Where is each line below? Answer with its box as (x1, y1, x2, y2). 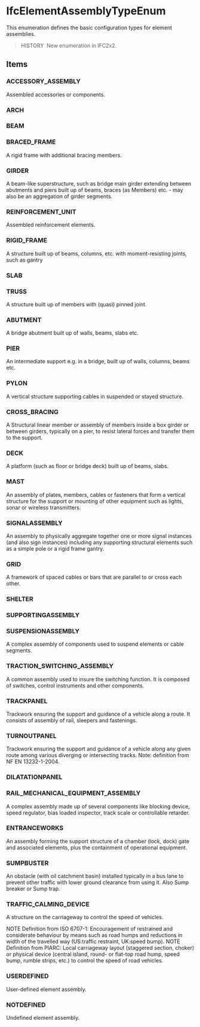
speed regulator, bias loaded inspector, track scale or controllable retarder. (6, 809, 190, 816)
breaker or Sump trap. (6, 885, 61, 892)
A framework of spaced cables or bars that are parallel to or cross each (6, 573, 182, 581)
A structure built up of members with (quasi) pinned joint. (6, 300, 147, 308)
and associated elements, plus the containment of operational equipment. (6, 844, 187, 851)
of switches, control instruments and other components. (6, 682, 144, 689)
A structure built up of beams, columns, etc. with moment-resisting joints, (6, 250, 187, 257)
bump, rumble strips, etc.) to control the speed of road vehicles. (6, 957, 164, 964)
